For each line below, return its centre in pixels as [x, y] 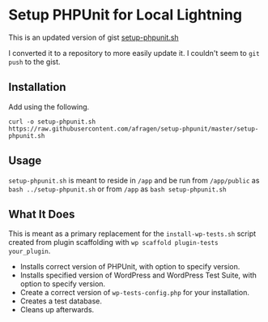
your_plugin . [30, 251]
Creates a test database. [61, 301]
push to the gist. [34, 62]
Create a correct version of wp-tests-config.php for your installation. [134, 293]
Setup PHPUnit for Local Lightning [125, 15]
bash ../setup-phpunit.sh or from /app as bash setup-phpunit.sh [117, 189]
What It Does [42, 214]
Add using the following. [49, 106]
